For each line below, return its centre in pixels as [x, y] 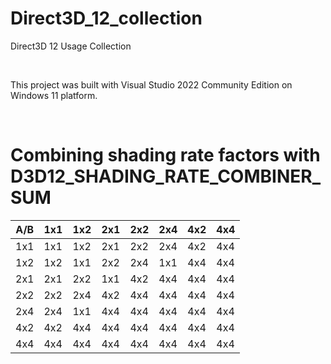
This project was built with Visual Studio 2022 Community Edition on [151, 84]
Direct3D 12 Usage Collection [71, 46]
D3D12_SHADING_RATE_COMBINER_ [165, 176]
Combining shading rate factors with [165, 155]
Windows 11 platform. [54, 95]
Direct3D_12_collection [106, 18]
